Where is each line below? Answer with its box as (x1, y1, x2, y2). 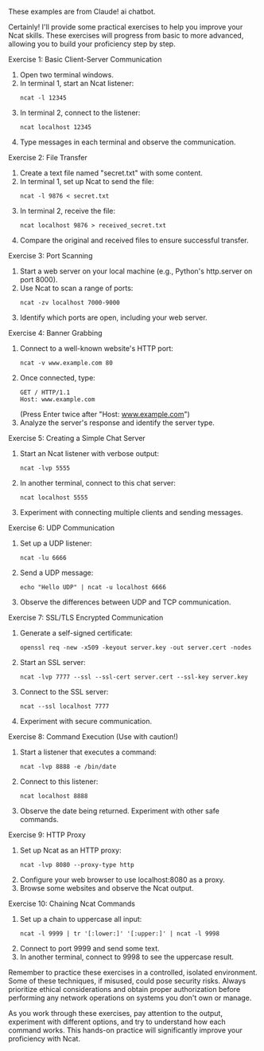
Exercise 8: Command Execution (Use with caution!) (8, 732, 179, 741)
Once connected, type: (19, 373, 95, 382)
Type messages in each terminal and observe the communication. (19, 137, 236, 147)
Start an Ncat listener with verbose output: (19, 449, 159, 458)
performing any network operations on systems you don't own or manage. (8, 993, 252, 1002)
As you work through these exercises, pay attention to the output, (8, 1009, 223, 1018)
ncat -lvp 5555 (19, 464, 71, 472)
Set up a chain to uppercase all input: (19, 915, 142, 923)
